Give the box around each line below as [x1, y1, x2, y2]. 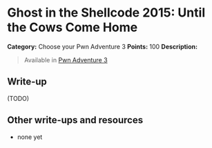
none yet [17, 133, 43, 141]
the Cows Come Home [7, 19, 138, 35]
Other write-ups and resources [7, 114, 144, 126]
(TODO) [7, 94, 30, 102]
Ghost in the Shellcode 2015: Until [7, 5, 206, 21]
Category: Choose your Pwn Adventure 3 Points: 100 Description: [7, 42, 198, 50]
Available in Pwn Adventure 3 [23, 55, 108, 64]
